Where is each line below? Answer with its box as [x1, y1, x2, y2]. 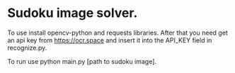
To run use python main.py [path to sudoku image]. [7, 57, 157, 65]
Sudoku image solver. [7, 5, 138, 21]
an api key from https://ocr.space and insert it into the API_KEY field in [7, 35, 212, 44]
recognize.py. [7, 43, 47, 52]
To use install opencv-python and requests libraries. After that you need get [7, 28, 228, 37]
